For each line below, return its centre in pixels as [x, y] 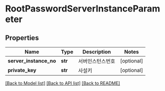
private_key [22, 70]
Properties [22, 38]
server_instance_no [32, 61]
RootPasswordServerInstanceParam [83, 9]
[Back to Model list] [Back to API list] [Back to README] [63, 83]
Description [97, 52]
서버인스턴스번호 [97, 61]
